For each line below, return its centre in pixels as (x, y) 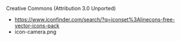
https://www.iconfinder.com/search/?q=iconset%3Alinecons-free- (95, 19)
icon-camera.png (35, 32)
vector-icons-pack (37, 26)
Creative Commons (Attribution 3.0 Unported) (61, 8)
